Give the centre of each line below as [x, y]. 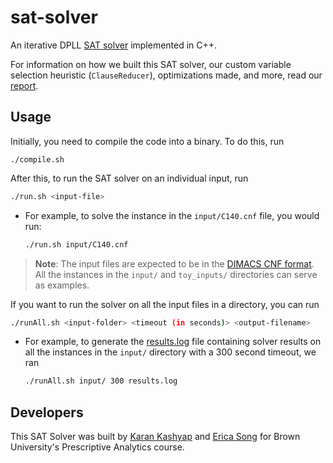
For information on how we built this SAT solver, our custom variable [151, 64]
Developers [47, 412]
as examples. [62, 285]
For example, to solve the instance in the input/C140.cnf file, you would [172, 215]
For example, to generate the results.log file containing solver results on [173, 342]
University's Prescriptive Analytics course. [97, 447]
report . [24, 85]
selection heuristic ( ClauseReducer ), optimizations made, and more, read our [166, 75]
